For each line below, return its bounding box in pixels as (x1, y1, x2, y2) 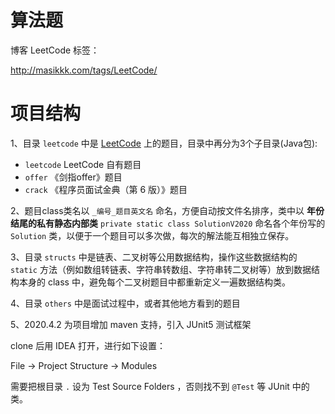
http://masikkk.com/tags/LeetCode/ (10, 64, 158, 76)
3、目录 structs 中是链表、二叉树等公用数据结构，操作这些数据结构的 (10, 251, 298, 263)
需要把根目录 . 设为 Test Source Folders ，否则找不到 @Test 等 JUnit (10, 380, 290, 392)
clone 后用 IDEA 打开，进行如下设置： (10, 339, 166, 351)
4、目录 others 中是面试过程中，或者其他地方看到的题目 (10, 297, 241, 309)
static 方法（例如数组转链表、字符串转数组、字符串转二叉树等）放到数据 (10, 263, 312, 275)
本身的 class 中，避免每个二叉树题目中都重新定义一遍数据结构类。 (18, 276, 291, 288)
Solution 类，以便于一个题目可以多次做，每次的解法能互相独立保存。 (10, 229, 295, 241)
